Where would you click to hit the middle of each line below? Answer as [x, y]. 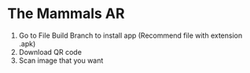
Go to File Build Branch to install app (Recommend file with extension [131, 35]
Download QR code [50, 52]
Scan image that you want [61, 60]
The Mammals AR [66, 14]
